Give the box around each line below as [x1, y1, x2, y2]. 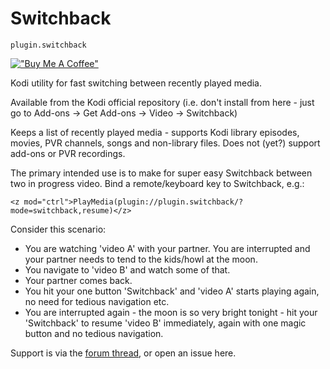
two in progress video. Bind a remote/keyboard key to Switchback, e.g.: [10, 177, 305, 189]
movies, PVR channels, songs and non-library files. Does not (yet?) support [10, 137, 321, 149]
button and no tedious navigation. [24, 327, 164, 339]
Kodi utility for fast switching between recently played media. [10, 77, 262, 89]
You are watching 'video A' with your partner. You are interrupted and [24, 242, 311, 254]
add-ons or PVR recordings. [10, 147, 126, 159]
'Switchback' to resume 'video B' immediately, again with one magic [24, 317, 307, 329]
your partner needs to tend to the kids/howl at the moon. [24, 253, 258, 265]
